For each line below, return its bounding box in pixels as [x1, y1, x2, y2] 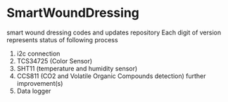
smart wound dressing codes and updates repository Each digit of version [6, 28, 222, 37]
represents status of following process [6, 35, 118, 44]
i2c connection [16, 49, 61, 58]
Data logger [16, 87, 51, 95]
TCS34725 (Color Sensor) [16, 56, 93, 65]
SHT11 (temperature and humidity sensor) [16, 64, 138, 72]
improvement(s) [16, 79, 63, 87]
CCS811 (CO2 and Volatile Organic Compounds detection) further [16, 72, 206, 80]
